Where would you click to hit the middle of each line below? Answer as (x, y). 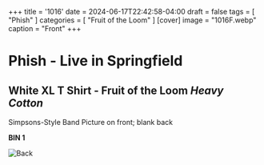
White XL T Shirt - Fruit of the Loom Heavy (116, 90)
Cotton (26, 103)
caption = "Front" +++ (45, 28)
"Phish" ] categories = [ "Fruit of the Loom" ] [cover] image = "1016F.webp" (132, 20)
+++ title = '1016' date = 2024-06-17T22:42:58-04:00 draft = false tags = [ (132, 12)
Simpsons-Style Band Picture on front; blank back (91, 122)
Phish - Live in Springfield (96, 61)
